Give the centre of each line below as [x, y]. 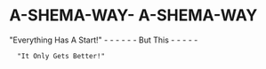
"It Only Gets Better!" [61, 56]
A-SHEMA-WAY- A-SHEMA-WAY [133, 15]
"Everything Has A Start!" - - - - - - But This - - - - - [104, 40]
